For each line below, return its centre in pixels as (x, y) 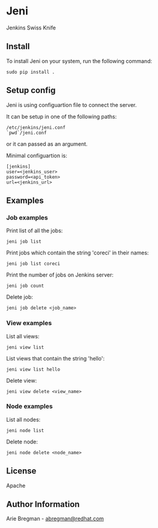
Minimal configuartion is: (37, 155)
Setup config (31, 90)
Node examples (29, 406)
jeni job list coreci (33, 264)
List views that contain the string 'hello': (56, 358)
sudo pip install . (31, 72)
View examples (29, 323)
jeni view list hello (33, 369)
